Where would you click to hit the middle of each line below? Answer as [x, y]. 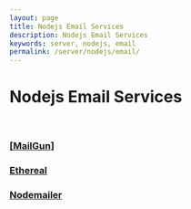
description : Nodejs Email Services [79, 35]
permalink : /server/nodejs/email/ [75, 52]
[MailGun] [32, 145]
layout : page [34, 18]
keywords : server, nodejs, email [73, 43]
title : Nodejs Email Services [67, 26]
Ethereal [28, 170]
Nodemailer [36, 194]
